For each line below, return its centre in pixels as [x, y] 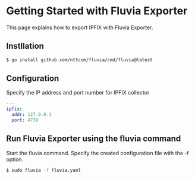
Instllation [25, 46]
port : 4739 [25, 120]
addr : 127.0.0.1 [32, 115]
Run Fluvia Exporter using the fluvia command [94, 139]
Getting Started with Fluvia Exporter [97, 11]
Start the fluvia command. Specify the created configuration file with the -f [97, 153]
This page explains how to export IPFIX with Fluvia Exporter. [80, 27]
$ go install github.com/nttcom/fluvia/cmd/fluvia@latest [79, 60]
